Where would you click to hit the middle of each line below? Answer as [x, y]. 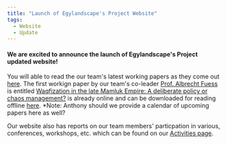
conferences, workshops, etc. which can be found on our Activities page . [110, 133]
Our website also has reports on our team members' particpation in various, [114, 126]
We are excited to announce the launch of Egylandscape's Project [103, 54]
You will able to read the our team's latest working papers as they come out [113, 76]
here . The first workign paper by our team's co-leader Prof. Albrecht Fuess [112, 84]
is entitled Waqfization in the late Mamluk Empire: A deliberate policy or [107, 91]
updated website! [32, 61]
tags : [15, 20]
